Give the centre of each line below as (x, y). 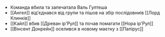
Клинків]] (20, 18)
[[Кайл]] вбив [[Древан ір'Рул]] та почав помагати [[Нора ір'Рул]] (82, 23)
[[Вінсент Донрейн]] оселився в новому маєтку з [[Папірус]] (77, 29)
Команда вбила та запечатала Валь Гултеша (59, 7)
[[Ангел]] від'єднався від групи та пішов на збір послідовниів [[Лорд (85, 13)
